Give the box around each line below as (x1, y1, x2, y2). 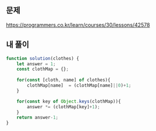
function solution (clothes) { (6, 55, 80, 61)
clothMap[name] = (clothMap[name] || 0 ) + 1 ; (27, 83, 132, 88)
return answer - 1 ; (16, 115, 59, 121)
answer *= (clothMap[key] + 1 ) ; (27, 104, 100, 109)
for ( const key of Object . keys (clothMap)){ (16, 98, 121, 104)
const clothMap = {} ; (16, 66, 69, 72)
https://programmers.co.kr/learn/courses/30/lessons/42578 (6, 21, 150, 28)
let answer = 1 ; (16, 61, 56, 67)
